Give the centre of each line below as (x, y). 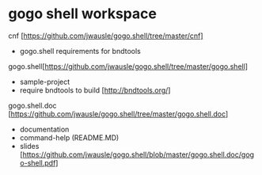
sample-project (45, 82)
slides (29, 146)
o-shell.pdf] (39, 162)
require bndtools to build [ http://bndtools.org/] (95, 90)
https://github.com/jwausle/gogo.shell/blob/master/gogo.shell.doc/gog (139, 154)
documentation (44, 129)
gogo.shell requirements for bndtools (80, 51)
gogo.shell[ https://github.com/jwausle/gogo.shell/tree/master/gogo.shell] (128, 66)
